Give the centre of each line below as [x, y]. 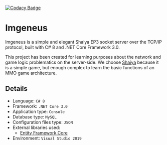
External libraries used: [36, 127]
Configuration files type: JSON [43, 122]
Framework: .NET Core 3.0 [40, 106]
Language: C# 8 [29, 101]
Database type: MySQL [34, 117]
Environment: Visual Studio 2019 [47, 138]
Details [16, 89]
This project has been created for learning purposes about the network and [83, 57]
